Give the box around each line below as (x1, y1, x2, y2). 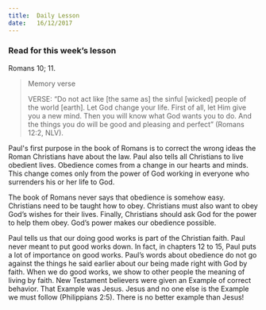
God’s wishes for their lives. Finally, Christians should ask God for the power (8, 209, 257, 219)
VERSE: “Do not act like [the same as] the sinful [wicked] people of (27, 94, 247, 103)
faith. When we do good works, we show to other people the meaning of (8, 267, 245, 277)
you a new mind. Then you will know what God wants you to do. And (27, 110, 253, 120)
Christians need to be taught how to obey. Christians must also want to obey (8, 200, 258, 211)
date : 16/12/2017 (8, 19, 73, 27)
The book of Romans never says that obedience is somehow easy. (8, 192, 226, 202)
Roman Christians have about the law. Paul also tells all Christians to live (8, 152, 244, 161)
